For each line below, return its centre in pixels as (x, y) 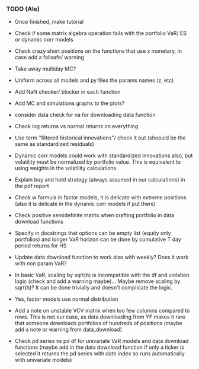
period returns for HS (41, 246)
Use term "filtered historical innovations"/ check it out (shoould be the (100, 138)
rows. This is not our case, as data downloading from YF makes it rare (100, 317)
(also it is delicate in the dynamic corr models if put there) (85, 204)
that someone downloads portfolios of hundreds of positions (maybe (98, 323)
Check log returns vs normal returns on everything (76, 126)
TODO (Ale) (23, 9)
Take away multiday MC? (45, 69)
